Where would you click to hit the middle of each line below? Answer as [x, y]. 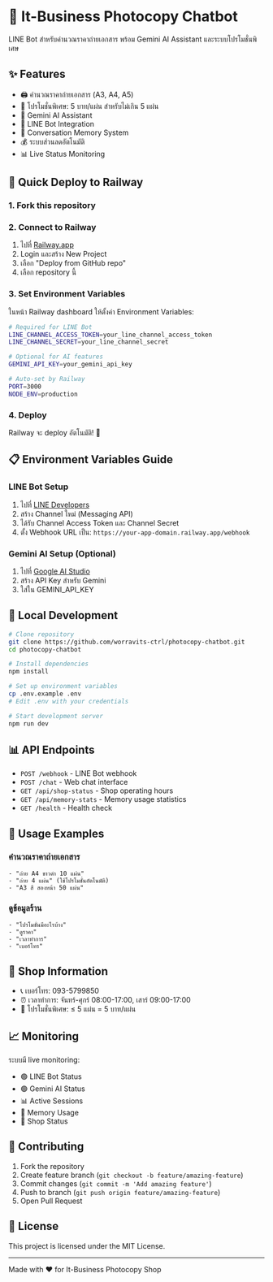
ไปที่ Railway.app [47, 245]
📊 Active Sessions [52, 1101]
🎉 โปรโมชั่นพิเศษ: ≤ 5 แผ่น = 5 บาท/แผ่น [78, 1009]
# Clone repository [41, 634]
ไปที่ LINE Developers [55, 505]
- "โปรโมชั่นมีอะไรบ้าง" [37, 925]
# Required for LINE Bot [50, 327]
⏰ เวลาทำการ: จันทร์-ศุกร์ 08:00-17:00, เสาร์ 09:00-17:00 [105, 1000]
